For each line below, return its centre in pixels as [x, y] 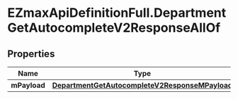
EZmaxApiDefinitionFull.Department [117, 13]
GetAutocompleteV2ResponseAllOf [114, 28]
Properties [31, 54]
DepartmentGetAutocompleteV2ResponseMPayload [142, 85]
